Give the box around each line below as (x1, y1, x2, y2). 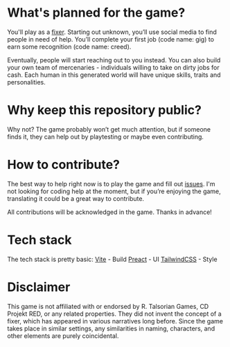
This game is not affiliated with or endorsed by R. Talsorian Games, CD (7, 302, 209, 310)
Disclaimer (7, 279, 71, 295)
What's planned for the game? (7, 5, 186, 21)
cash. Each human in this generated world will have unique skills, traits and (7, 71, 221, 79)
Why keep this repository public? (7, 103, 202, 118)
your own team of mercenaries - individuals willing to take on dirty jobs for (7, 63, 220, 71)
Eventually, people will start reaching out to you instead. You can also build (7, 55, 221, 64)
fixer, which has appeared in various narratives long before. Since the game (7, 317, 224, 325)
